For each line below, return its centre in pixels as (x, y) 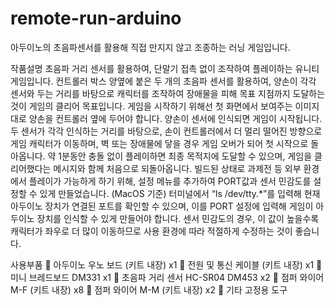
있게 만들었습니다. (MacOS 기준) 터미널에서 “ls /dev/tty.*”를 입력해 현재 (180, 193)
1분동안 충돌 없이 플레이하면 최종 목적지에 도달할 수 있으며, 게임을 (185, 156)
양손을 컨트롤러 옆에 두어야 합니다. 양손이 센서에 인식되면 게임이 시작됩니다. (175, 118)
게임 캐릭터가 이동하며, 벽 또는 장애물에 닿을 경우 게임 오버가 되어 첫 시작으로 (159, 143)
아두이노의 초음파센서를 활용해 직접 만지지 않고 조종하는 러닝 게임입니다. (150, 47)
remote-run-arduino (96, 18)
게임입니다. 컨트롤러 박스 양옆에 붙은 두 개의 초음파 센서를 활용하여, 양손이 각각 (163, 81)
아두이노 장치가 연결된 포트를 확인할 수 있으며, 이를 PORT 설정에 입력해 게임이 (162, 206)
